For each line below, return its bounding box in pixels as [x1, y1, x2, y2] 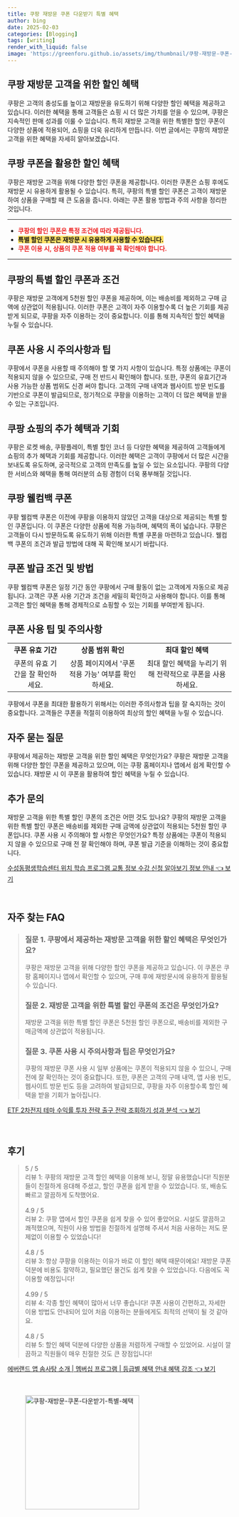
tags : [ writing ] [7, 37, 55, 44]
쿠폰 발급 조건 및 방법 [7, 562, 94, 574]
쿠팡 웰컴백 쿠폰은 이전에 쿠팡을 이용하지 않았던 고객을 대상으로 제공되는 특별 [7, 512, 221, 521]
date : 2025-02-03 [7, 24, 59, 31]
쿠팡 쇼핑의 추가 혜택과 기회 [7, 422, 119, 435]
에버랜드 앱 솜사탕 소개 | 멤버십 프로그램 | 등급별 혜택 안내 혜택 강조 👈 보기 [7, 1364, 216, 1374]
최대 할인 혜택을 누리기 [147, 659, 219, 669]
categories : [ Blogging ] [7, 30, 78, 38]
